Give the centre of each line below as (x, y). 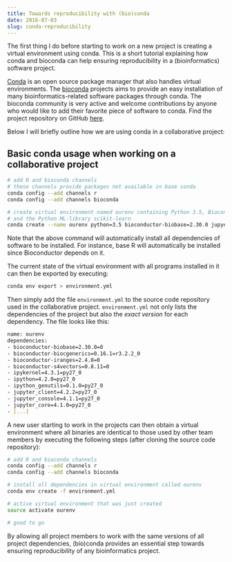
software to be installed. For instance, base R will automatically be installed (114, 246)
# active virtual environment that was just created (85, 504)
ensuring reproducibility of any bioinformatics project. (84, 550)
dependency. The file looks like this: (58, 322)
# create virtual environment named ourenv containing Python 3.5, (106, 212)
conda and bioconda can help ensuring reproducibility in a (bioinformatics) (113, 61)
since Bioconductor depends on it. (56, 253)
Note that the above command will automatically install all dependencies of (114, 238)
